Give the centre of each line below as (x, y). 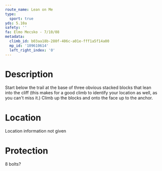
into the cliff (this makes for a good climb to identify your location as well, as (81, 93)
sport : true (22, 18)
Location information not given (36, 131)
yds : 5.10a (16, 23)
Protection (27, 151)
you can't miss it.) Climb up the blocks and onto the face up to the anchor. (79, 98)
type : (10, 14)
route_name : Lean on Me (29, 9)
